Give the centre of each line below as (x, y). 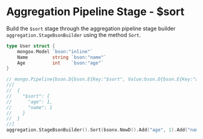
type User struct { (31, 46)
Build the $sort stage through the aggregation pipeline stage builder (91, 28)
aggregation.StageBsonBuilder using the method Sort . (74, 34)
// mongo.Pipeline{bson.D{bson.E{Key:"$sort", (66, 79)
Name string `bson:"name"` (62, 57)
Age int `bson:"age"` (60, 63)
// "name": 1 (29, 108)
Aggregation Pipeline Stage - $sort (95, 12)
